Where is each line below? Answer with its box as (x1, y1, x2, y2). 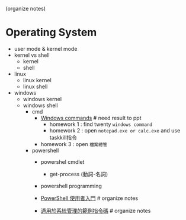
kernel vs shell (14, 51, 50, 59)
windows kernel (23, 95, 62, 102)
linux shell (23, 83, 48, 90)
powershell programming (40, 182, 102, 189)
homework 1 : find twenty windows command (49, 121, 152, 128)
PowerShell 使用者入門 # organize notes (40, 195, 139, 202)
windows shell (23, 102, 58, 109)
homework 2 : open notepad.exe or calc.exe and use (49, 127, 181, 134)
